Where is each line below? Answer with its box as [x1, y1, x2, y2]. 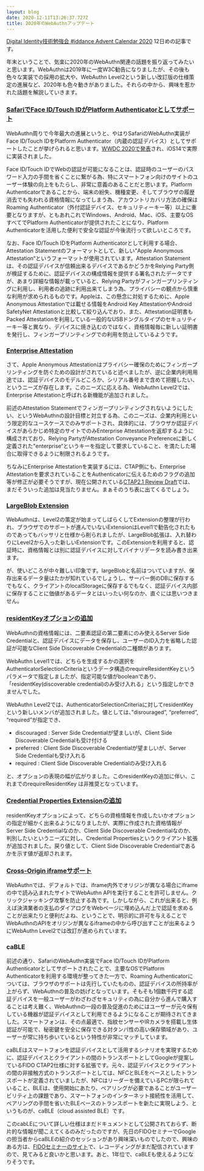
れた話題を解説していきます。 [6, 89, 81, 96]
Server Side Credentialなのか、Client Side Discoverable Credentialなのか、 [6, 827, 194, 834]
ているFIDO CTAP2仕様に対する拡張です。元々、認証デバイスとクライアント [6, 1061, 197, 1069]
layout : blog [6, 9, 40, 15]
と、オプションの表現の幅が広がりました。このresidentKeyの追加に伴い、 [6, 772, 191, 780]
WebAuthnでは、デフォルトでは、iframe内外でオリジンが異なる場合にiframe [6, 882, 198, 889]
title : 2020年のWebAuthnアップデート [6, 20, 95, 26]
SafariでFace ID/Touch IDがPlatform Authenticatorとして [6, 105, 177, 114]
